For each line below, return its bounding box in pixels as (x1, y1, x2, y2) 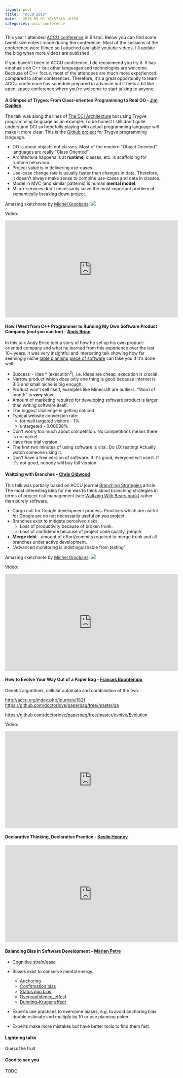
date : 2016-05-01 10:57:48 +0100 (5, 16, 78, 21)
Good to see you (5, 1057, 39, 1063)
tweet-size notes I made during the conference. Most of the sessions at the (5, 40, 158, 46)
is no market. (12, 434, 39, 440)
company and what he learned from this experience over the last (23, 345, 155, 350)
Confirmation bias (19, 983, 56, 989)
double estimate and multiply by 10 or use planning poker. (12, 1014, 130, 1020)
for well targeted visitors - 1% (19, 418, 80, 424)
